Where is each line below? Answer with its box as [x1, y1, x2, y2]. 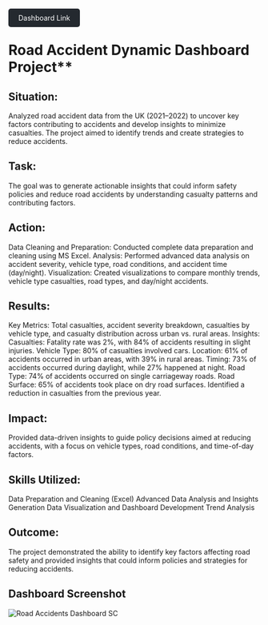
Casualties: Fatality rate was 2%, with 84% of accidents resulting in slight [8, 337, 251, 347]
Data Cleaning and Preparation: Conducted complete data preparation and [8, 242, 254, 252]
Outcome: [8, 526, 59, 539]
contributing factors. [8, 197, 76, 207]
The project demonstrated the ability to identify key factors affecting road [8, 547, 250, 556]
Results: [8, 300, 50, 313]
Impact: [8, 412, 48, 425]
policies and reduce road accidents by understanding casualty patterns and [8, 189, 258, 199]
